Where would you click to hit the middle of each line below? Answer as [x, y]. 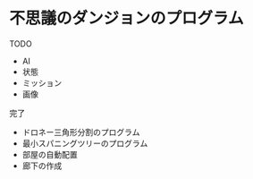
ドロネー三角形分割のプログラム [81, 132]
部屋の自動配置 [50, 154]
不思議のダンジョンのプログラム [126, 18]
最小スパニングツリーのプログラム [85, 143]
